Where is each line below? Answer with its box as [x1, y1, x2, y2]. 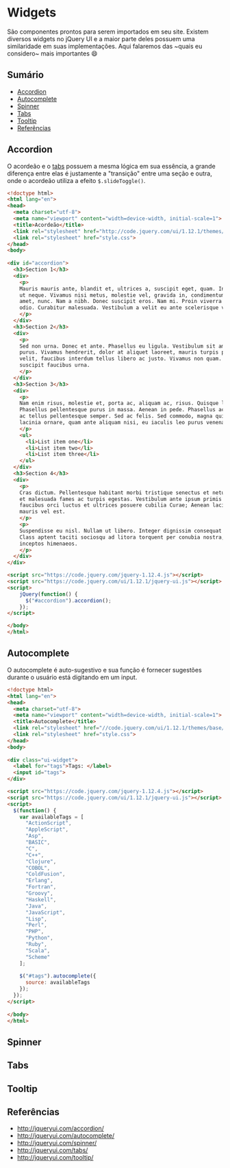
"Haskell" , [25, 896, 57, 903]
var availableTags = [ [19, 814, 84, 820]
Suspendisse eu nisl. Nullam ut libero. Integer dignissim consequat [19, 527, 222, 534]
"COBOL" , [25, 864, 51, 871]
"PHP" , [25, 928, 44, 935]
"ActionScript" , [25, 820, 72, 827]
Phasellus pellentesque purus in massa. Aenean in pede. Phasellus [19, 406, 216, 413]
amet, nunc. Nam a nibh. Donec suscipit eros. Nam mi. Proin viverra [19, 298, 222, 305]
